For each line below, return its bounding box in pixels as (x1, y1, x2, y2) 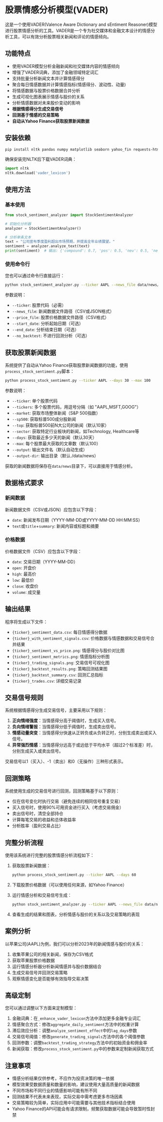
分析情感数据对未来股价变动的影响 (12, 99, 81, 105)
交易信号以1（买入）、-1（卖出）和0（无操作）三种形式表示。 (5, 759, 126, 765)
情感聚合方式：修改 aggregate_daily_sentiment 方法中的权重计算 (12, 1022, 139, 1027)
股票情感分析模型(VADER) (5, 4, 109, 16)
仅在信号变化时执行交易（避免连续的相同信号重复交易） (12, 798, 123, 805)
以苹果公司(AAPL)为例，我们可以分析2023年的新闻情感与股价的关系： (5, 941, 145, 946)
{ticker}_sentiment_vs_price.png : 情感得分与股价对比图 (12, 647, 125, 653)
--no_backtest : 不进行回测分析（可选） (12, 333, 90, 339)
